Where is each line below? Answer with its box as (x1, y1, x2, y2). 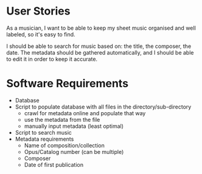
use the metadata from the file (24, 116, 100, 123)
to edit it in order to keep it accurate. (6, 55, 98, 62)
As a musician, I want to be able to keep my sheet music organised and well (6, 24, 196, 32)
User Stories (6, 4, 71, 18)
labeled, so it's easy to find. (6, 30, 75, 38)
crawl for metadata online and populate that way (24, 109, 146, 116)
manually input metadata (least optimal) (24, 122, 124, 130)
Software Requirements (6, 77, 129, 90)
